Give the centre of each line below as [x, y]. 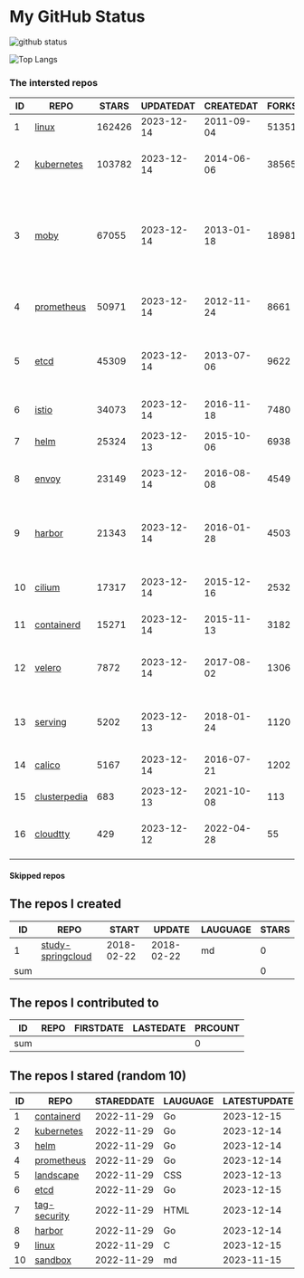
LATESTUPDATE [258, 1102]
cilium [47, 587]
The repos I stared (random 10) [98, 1076]
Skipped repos [38, 875]
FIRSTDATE [99, 1028]
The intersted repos [54, 82]
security [52, 1216]
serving [51, 722]
